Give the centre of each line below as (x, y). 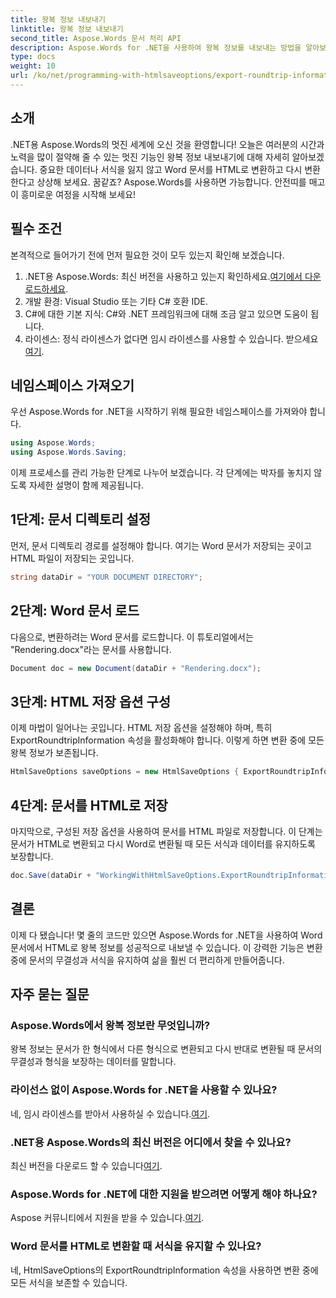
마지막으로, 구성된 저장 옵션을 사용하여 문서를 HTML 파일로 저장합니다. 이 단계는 (166, 831)
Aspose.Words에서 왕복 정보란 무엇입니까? (110, 1025)
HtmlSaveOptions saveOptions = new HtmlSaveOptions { (125, 772)
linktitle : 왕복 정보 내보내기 (67, 29)
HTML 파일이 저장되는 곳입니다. (72, 558)
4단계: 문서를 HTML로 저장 (89, 805)
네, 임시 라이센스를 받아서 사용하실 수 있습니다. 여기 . (110, 1113)
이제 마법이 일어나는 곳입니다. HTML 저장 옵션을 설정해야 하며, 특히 (141, 728)
